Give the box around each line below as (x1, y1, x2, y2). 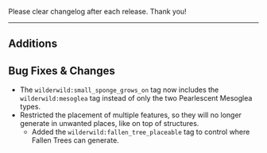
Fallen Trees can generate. (31, 136, 119, 145)
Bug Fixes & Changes (8, 63, 115, 78)
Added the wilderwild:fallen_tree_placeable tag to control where (31, 127, 250, 137)
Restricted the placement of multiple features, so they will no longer (19, 110, 242, 120)
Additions (8, 37, 58, 51)
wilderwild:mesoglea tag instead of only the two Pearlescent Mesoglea (19, 94, 253, 103)
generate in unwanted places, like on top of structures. (19, 119, 199, 128)
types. (19, 102, 41, 112)
